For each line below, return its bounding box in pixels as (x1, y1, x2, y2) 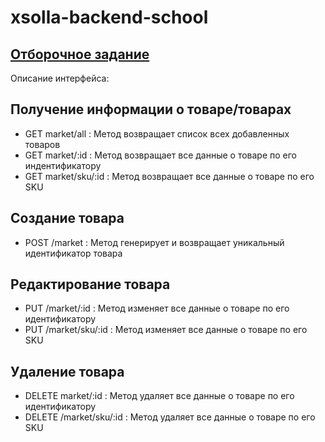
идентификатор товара (24, 247, 123, 259)
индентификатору (24, 159, 102, 171)
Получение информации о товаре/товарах (10, 101, 292, 118)
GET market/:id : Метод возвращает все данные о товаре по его (24, 149, 298, 161)
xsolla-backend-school (10, 6, 209, 29)
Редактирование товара (10, 276, 171, 293)
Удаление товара (10, 363, 125, 380)
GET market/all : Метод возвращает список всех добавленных (24, 127, 290, 140)
